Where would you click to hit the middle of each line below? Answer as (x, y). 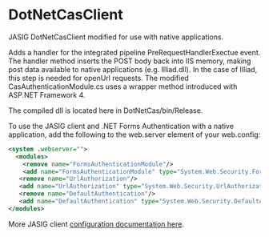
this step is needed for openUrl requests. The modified (99, 78)
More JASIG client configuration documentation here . (96, 224)
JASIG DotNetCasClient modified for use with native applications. (116, 37)
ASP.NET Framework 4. (47, 94)
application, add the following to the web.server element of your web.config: (134, 135)
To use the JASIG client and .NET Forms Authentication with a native (121, 126)
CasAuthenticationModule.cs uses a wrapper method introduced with (123, 86)
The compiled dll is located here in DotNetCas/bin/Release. (106, 110)
